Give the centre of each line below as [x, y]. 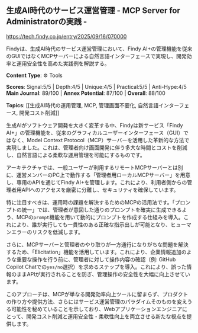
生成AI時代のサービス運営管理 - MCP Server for [93, 11]
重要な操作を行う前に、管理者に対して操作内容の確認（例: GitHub [96, 259]
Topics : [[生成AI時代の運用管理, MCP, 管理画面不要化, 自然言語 [82, 105]
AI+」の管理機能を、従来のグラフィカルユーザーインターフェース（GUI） [95, 133]
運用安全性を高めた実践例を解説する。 [63, 63]
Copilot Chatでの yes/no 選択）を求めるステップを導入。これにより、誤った [96, 267]
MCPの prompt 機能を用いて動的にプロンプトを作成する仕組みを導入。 [100, 217]
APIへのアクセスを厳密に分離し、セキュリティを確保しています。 [100, 190]
